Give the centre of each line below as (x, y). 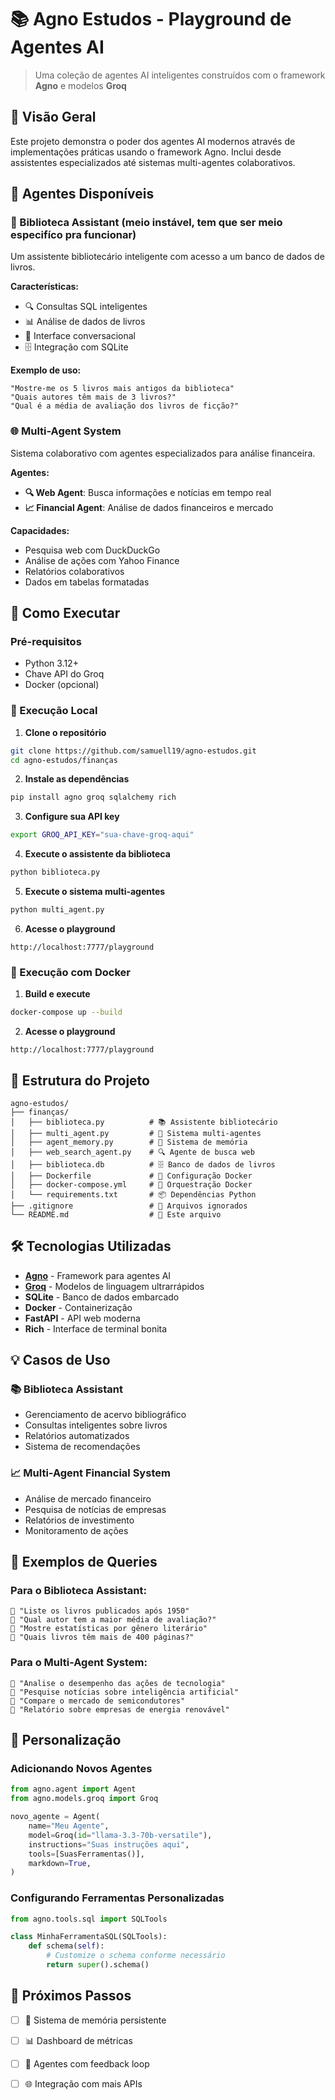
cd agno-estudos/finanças (64, 760)
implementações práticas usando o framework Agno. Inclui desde (146, 152)
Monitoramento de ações (76, 1530)
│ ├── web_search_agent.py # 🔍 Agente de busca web (132, 1152)
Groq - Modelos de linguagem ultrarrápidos (114, 1286)
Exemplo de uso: (46, 370)
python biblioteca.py (55, 872)
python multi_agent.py (57, 910)
